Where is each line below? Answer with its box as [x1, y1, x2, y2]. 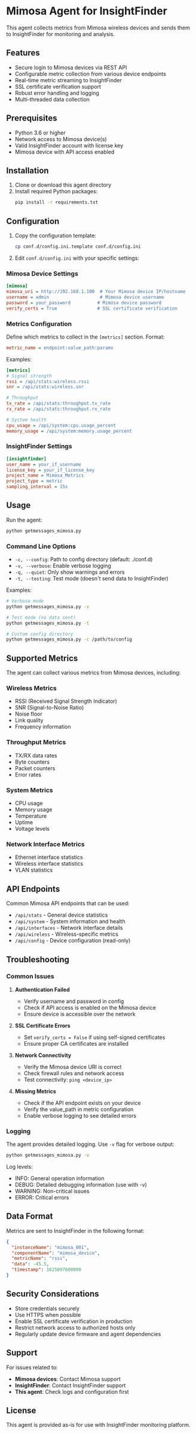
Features [6, 48, 40, 58]
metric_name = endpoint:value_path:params [6, 345, 114, 351]
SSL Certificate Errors [14, 1022, 71, 1029]
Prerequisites [6, 113, 57, 124]
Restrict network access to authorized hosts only [14, 1324, 136, 1331]
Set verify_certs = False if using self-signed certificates [23, 1034, 166, 1041]
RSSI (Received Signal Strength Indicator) [14, 697, 118, 705]
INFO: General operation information [14, 1175, 105, 1182]
